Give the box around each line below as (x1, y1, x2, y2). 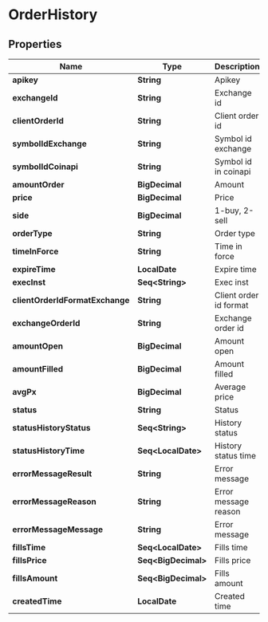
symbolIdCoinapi (12, 161, 78, 172)
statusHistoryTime (12, 445, 85, 456)
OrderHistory (8, 6, 98, 24)
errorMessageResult (12, 468, 93, 479)
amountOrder (12, 179, 65, 190)
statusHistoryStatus (12, 423, 91, 433)
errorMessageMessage (12, 524, 104, 535)
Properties (8, 37, 62, 51)
